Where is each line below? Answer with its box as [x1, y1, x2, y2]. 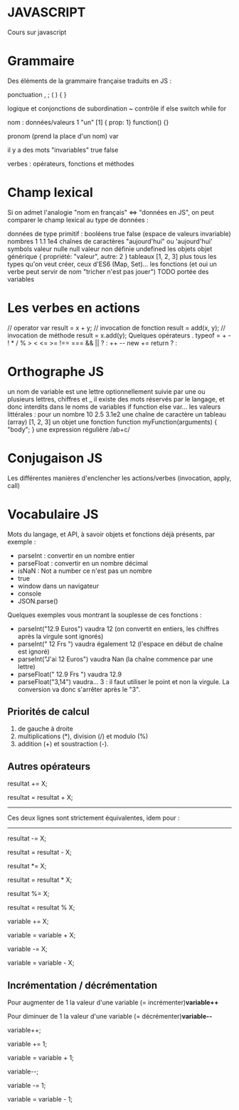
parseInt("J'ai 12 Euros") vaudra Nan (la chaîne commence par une [17, 654, 213, 663]
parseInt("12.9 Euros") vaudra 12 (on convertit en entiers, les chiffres [17, 624, 219, 633]
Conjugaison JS [7, 450, 103, 466]
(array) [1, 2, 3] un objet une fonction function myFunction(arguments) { [7, 417, 218, 426]
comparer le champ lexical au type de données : [7, 215, 149, 224]
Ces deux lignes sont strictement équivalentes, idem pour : [7, 814, 180, 823]
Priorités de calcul [7, 706, 90, 718]
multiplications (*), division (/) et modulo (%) [17, 732, 149, 740]
